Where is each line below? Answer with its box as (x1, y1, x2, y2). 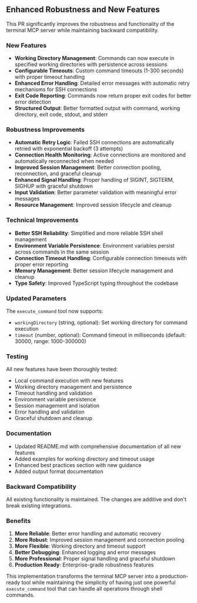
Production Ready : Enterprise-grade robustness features (14, 561, 154, 568)
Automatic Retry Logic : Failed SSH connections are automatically (14, 139, 175, 146)
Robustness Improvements (6, 126, 85, 134)
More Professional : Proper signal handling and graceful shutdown (14, 555, 175, 562)
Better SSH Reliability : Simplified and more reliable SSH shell (14, 229, 163, 236)
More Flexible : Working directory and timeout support (14, 542, 146, 549)
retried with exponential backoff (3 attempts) (14, 145, 123, 152)
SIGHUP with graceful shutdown (14, 182, 93, 190)
